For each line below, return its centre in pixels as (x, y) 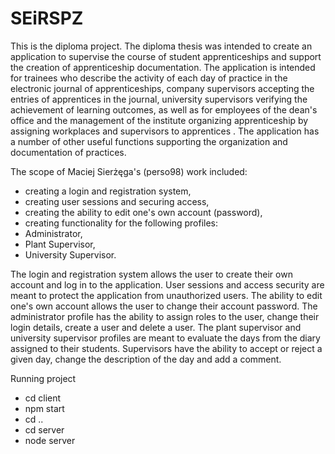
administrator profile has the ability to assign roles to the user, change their (165, 316)
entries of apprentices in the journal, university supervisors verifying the (159, 99)
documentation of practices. (68, 152)
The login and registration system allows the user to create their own (151, 274)
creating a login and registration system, (108, 191)
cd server (44, 429)
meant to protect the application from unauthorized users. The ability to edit (166, 295)
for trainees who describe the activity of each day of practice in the (149, 78)
